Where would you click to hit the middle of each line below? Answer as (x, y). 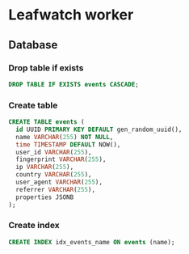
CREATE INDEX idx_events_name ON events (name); (92, 242)
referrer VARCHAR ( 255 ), (55, 189)
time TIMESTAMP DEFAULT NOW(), (68, 144)
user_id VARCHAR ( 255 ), (54, 152)
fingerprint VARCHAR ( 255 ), (61, 159)
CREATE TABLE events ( (46, 122)
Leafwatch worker (71, 15)
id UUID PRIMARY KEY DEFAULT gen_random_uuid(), (99, 129)
